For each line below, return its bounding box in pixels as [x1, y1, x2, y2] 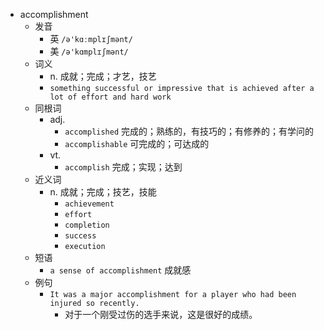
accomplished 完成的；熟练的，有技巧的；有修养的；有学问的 [64, 125, 315, 137]
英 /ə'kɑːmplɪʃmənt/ [49, 33, 133, 44]
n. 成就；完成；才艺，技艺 [49, 70, 157, 82]
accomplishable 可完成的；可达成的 [64, 138, 210, 149]
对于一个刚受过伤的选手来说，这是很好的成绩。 [64, 309, 258, 320]
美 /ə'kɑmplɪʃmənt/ [49, 45, 129, 57]
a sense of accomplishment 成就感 [49, 264, 192, 276]
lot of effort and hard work [49, 92, 172, 102]
